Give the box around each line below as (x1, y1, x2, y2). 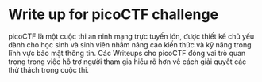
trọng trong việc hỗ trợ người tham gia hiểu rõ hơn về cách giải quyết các (8, 57, 247, 66)
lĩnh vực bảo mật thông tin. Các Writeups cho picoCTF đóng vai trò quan (8, 48, 246, 58)
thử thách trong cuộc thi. (8, 65, 90, 74)
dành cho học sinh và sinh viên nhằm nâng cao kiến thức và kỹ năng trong (8, 39, 252, 49)
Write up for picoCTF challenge (8, 6, 219, 24)
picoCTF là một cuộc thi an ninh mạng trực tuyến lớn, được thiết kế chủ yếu (8, 32, 255, 41)
